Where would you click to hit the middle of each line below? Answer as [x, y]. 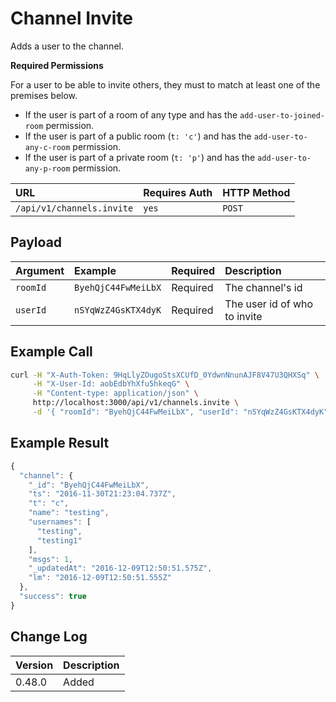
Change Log [49, 637]
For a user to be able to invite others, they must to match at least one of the [165, 84]
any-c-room [47, 147]
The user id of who [269, 304]
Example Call [51, 352]
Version [34, 665]
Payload [36, 242]
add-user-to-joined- [282, 115]
